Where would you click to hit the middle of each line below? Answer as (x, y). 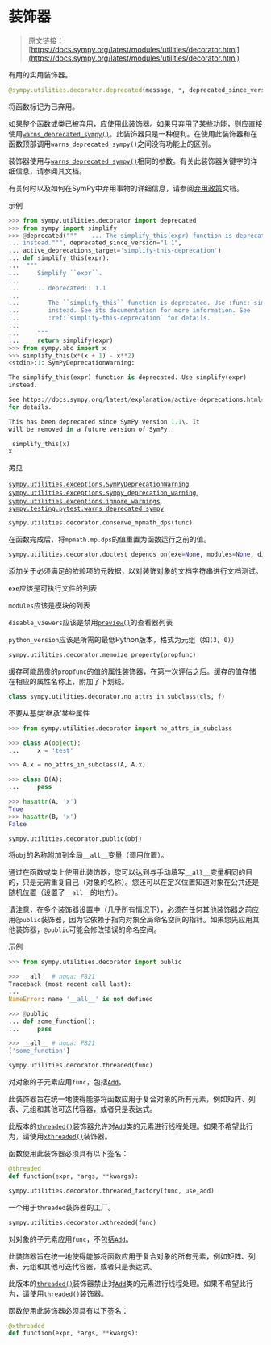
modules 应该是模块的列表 (50, 605)
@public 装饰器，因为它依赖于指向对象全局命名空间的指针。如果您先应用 (134, 920)
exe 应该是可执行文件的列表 (53, 588)
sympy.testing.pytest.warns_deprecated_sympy (86, 509)
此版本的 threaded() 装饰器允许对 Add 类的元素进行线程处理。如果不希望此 (127, 1126)
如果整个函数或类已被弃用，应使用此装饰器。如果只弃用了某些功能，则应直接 (135, 123)
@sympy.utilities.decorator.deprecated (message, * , (97, 90)
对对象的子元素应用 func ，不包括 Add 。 (71, 1238)
